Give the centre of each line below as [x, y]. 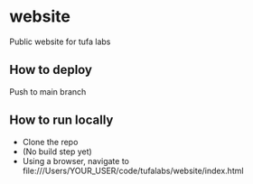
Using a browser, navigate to [75, 161]
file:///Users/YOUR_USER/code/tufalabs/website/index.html [133, 170]
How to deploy [51, 70]
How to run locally [61, 120]
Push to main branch [48, 91]
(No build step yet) [57, 152]
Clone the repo [50, 142]
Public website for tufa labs [60, 41]
